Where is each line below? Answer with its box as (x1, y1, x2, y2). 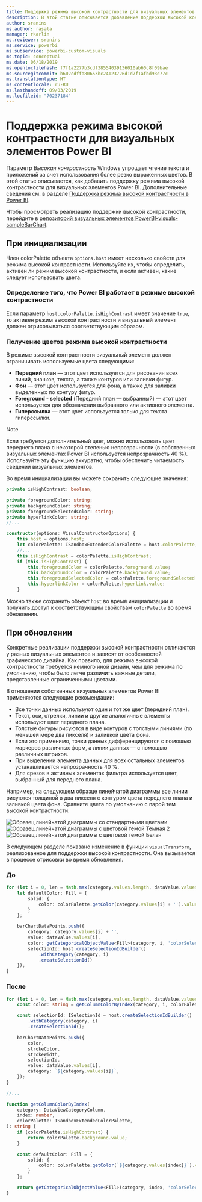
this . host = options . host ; (17, 536, 85, 542)
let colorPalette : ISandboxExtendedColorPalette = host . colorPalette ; (17, 542, 198, 548)
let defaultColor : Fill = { (17, 890, 87, 896)
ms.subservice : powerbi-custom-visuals (6, 48, 106, 54)
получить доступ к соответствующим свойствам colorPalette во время (6, 604, 192, 611)
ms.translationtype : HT (6, 76, 66, 82)
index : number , (17, 1112, 55, 1118)
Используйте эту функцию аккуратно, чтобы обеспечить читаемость (6, 457, 185, 464)
